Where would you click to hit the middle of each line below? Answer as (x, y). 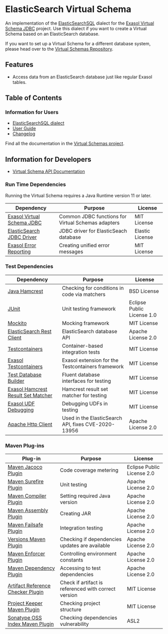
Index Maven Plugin (31, 624)
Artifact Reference (29, 586)
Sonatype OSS (25, 618)
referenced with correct (88, 589)
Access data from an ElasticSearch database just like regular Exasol (82, 77)
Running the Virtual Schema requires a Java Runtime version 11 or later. (78, 195)
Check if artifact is (81, 583)
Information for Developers (48, 159)
